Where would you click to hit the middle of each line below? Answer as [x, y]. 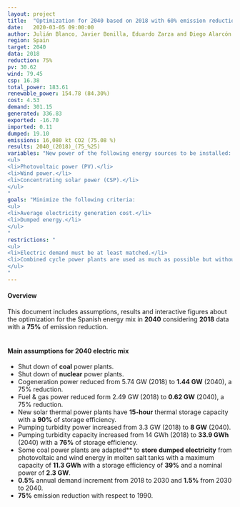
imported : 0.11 [30, 127]
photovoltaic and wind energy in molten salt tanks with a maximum [116, 458]
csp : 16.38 [24, 80]
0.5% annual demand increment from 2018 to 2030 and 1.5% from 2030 [125, 481]
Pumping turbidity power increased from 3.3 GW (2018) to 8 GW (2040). [124, 427]
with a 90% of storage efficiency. [67, 420]
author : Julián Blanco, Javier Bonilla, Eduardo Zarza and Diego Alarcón [120, 34]
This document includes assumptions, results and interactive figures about [117, 311]
